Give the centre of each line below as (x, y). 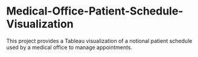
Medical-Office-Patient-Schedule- (95, 11)
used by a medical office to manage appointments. (69, 47)
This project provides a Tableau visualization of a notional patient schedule (99, 41)
